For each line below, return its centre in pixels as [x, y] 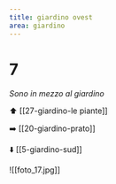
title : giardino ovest [51, 17]
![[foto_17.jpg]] [35, 170]
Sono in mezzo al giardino [57, 94]
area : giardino [37, 26]
